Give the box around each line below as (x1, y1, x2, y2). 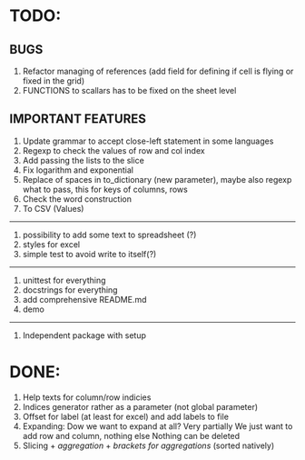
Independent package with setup (22, 329, 147, 341)
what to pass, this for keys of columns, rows (22, 184, 188, 195)
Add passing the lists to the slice (22, 155, 145, 165)
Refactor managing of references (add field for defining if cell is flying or (22, 65, 294, 76)
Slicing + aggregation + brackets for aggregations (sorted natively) (22, 440, 275, 451)
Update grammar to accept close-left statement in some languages (22, 135, 274, 146)
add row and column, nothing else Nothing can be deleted (22, 430, 241, 441)
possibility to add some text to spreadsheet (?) (22, 229, 197, 240)
